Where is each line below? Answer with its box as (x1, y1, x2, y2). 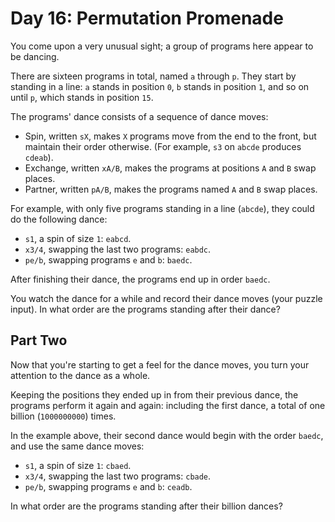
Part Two (10, 332, 68, 349)
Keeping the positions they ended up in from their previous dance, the (10, 388, 299, 401)
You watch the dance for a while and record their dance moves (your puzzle (10, 292, 323, 304)
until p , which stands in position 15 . (10, 91, 154, 103)
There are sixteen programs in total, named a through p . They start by (10, 70, 297, 82)
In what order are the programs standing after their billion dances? (10, 500, 283, 512)
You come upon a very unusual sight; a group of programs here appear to (10, 40, 314, 52)
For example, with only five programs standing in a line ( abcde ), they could (10, 202, 315, 214)
